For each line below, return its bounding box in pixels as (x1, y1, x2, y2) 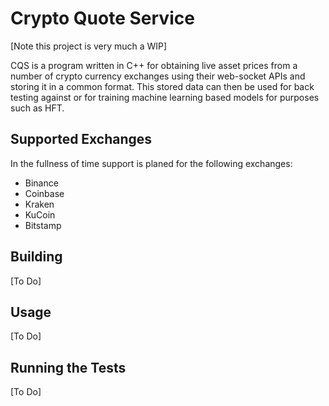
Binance (24, 177, 59, 189)
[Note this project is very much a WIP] (10, 40, 168, 52)
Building (10, 248, 63, 266)
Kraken (24, 198, 55, 210)
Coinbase (24, 187, 65, 199)
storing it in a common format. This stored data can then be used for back (10, 80, 315, 92)
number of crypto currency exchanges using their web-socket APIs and (10, 70, 306, 82)
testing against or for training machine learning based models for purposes (10, 91, 320, 103)
